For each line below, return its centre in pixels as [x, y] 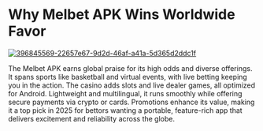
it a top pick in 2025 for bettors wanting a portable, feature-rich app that [125, 110]
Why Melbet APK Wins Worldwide [122, 15]
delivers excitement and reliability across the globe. [92, 118]
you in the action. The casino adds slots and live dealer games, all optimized [132, 85]
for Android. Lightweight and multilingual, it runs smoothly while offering [125, 93]
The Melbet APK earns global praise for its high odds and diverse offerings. [130, 68]
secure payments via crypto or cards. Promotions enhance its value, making [131, 102]
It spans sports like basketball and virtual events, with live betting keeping [128, 77]
